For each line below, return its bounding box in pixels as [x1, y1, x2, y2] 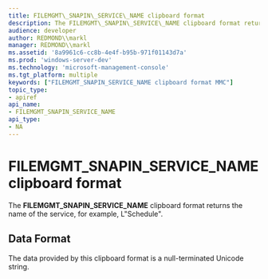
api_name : [8, 100, 41, 108]
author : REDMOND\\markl [8, 33, 88, 42]
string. [8, 261, 30, 271]
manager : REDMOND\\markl [8, 41, 91, 49]
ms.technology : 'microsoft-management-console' [8, 64, 170, 72]
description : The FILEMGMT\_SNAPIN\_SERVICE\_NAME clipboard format [8, 19, 241, 27]
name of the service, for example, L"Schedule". [8, 209, 164, 218]
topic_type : [8, 85, 48, 94]
